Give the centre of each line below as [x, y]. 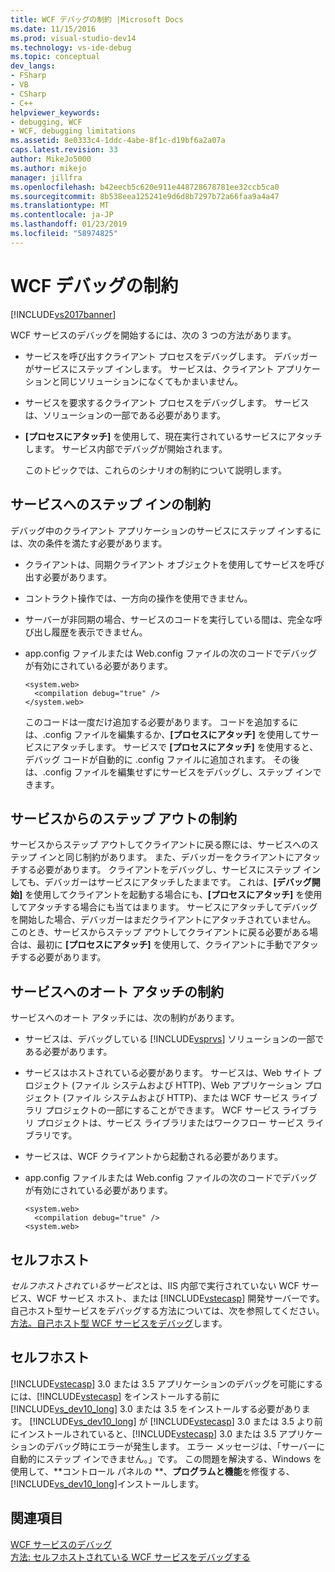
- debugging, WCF [46, 122]
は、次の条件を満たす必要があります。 [89, 543]
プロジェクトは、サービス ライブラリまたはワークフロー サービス [170, 1123]
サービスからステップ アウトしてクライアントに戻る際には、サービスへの [160, 845]
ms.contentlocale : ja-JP [62, 215]
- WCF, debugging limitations [73, 131]
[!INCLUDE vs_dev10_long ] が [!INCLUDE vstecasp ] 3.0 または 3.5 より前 [176, 1421]
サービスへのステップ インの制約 [110, 504]
